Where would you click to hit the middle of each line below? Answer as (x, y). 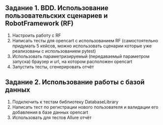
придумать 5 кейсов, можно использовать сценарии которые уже (82, 46)
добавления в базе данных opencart (50, 112)
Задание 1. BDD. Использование (57, 8)
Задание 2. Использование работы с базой (75, 82)
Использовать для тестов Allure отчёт (52, 117)
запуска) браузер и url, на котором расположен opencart (72, 62)
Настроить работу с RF (37, 35)
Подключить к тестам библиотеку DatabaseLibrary (65, 102)
